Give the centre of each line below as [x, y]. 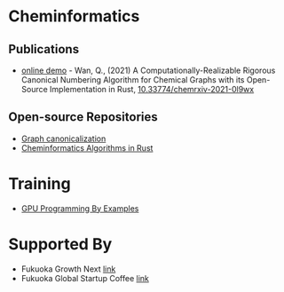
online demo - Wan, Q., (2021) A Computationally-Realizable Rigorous [148, 70]
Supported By [60, 244]
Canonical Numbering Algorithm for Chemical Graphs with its [133, 80]
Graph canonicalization [63, 138]
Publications [44, 49]
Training [40, 184]
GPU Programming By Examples [80, 208]
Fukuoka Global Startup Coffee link [85, 278]
